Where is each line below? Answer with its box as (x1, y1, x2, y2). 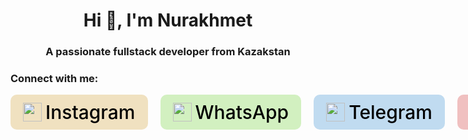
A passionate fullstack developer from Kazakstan (45, 45, 291, 59)
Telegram (348, 100, 433, 124)
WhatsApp (194, 100, 290, 124)
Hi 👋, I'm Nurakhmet (83, 9, 253, 32)
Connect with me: (10, 72, 99, 86)
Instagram (45, 100, 136, 124)
